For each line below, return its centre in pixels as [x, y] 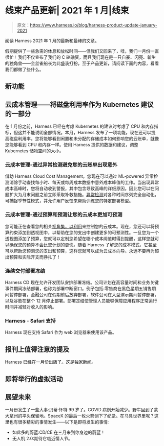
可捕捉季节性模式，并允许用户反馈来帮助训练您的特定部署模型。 [69, 201]
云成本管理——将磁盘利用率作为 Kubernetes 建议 [79, 105]
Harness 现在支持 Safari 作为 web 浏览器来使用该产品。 [61, 332]
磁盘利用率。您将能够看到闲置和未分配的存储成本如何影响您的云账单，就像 [84, 139]
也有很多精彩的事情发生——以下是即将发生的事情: [59, 422]
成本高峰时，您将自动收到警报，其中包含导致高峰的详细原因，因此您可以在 [80, 188]
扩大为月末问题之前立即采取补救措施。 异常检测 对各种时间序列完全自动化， [84, 195]
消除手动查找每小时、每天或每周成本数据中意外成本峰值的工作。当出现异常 [84, 183]
